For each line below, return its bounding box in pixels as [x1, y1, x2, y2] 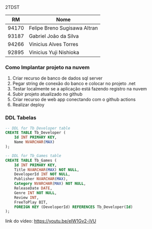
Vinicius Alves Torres [28, 41, 78, 47]
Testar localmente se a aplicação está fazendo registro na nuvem [12, 86, 147, 92]
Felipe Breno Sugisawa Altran [28, 24, 98, 31]
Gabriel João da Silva [28, 32, 79, 39]
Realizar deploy [12, 102, 45, 108]
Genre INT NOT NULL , [14, 190, 57, 195]
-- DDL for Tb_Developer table [5, 125, 70, 130]
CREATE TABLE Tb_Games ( [5, 157, 57, 163]
